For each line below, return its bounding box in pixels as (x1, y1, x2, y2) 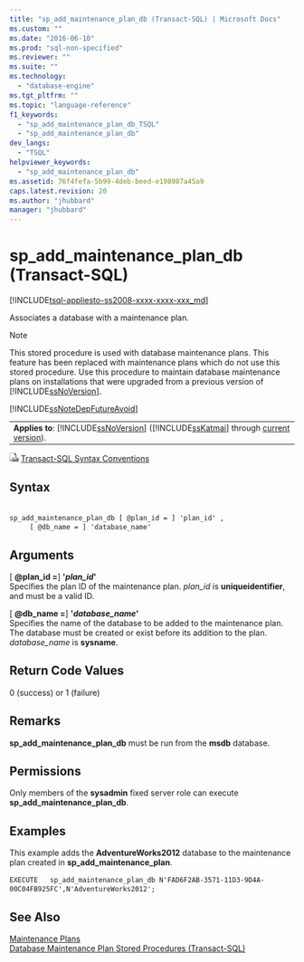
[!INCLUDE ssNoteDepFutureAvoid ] (9, 404, 138, 414)
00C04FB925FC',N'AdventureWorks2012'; (9, 885, 156, 894)
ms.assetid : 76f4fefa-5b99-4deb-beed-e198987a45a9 (9, 176, 204, 186)
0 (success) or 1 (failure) (9, 687, 100, 698)
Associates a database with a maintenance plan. (9, 312, 190, 323)
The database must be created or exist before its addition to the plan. (9, 627, 268, 638)
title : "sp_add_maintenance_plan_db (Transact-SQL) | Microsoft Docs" (9, 14, 281, 24)
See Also (9, 910, 61, 925)
